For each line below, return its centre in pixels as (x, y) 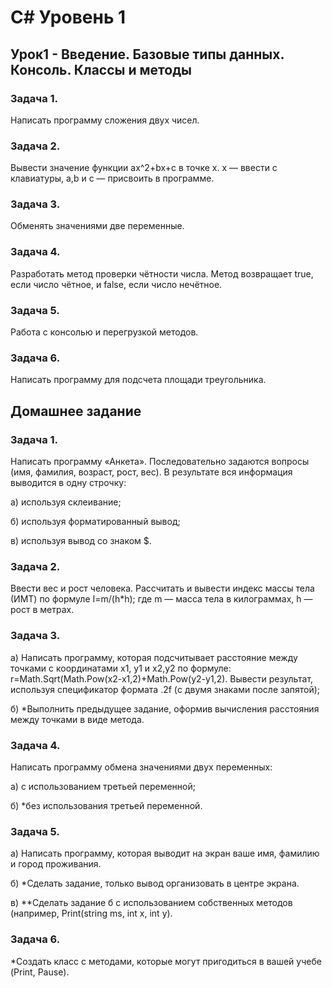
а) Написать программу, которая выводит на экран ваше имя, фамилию (165, 853)
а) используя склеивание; (66, 502)
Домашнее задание (76, 411)
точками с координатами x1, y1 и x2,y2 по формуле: (121, 668)
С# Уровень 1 (68, 17)
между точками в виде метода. (77, 719)
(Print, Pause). (40, 972)
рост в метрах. (42, 610)
